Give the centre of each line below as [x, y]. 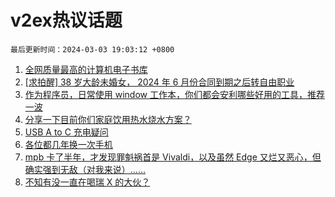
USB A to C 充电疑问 [66, 132]
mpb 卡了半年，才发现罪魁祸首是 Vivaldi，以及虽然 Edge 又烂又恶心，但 [173, 157]
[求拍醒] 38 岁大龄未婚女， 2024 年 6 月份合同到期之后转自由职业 [159, 82]
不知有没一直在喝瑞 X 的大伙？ [87, 182]
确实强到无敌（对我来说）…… [85, 169]
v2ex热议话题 [66, 20]
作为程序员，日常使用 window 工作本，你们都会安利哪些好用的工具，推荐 [174, 94]
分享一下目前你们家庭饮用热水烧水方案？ [108, 119]
